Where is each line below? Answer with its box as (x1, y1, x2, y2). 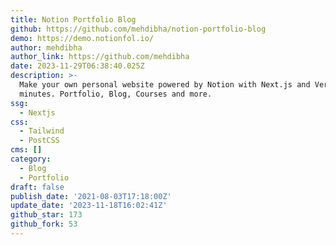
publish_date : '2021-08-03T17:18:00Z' (10, 191, 172, 201)
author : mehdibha (10, 42, 83, 53)
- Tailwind (19, 126, 65, 136)
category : (10, 154, 52, 164)
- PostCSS (19, 136, 60, 146)
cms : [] (10, 145, 43, 155)
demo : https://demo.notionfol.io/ (10, 33, 155, 43)
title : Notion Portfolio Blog (10, 14, 137, 25)
